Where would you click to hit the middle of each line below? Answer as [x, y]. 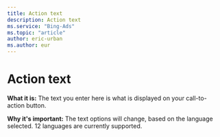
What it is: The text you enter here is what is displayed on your [96, 98]
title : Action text [35, 13]
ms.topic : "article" [37, 33]
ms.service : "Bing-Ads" [41, 26]
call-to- [196, 98]
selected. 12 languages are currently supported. [75, 126]
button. [36, 105]
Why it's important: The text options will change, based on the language [110, 119]
